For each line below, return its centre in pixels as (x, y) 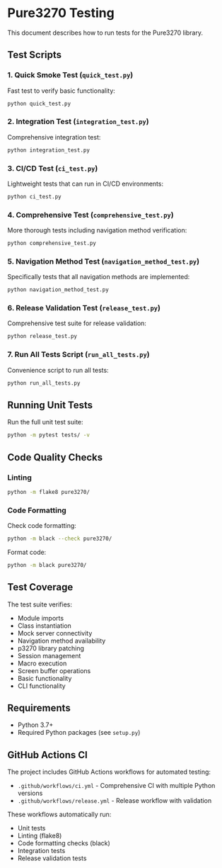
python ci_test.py (34, 196)
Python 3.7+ (35, 725)
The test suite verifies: (40, 604)
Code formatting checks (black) (64, 843)
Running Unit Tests (50, 405)
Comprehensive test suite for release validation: (77, 323)
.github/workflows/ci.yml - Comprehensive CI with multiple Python (116, 786)
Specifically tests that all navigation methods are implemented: (99, 277)
